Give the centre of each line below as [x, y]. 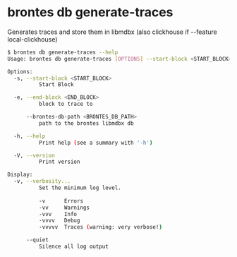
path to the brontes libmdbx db [86, 123]
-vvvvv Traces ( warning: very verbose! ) [100, 227]
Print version [59, 162]
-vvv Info [58, 214]
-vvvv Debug [59, 221]
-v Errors [61, 201]
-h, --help [30, 136]
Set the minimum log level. [80, 188]
